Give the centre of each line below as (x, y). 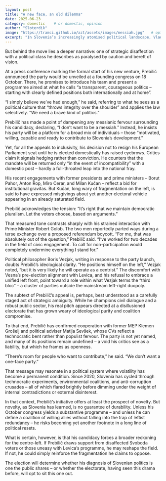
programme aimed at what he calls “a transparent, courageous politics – (79, 87)
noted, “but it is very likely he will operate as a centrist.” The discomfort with (83, 269)
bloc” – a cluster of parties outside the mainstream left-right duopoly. (75, 285)
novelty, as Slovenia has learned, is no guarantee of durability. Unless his (80, 407)
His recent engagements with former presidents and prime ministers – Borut (82, 178)
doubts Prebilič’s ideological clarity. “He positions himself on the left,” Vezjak (83, 264)
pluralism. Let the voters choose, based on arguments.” (62, 214)
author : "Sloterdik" (26, 28)
